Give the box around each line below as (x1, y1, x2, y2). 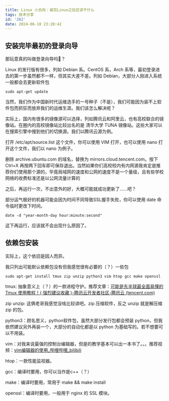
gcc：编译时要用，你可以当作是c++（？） (5, 368, 92, 374)
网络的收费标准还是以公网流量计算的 (5, 175, 80, 181)
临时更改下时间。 (9, 203, 45, 209)
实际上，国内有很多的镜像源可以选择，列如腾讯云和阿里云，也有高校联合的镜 (5, 116, 164, 122)
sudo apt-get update (5, 89, 49, 94)
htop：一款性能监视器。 (5, 358, 54, 364)
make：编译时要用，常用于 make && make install (5, 379, 106, 385)
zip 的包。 (5, 307, 26, 313)
